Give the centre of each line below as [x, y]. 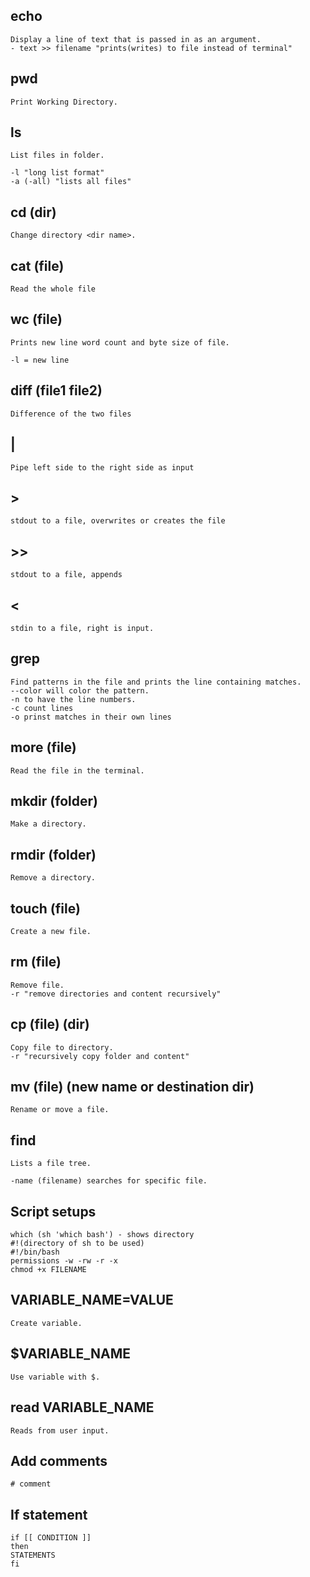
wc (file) [36, 319]
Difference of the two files [71, 414]
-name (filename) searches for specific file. [109, 1181]
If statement [49, 1514]
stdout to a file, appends [66, 575]
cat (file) [37, 265]
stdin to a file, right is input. [82, 628]
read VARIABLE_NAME [82, 1407]
